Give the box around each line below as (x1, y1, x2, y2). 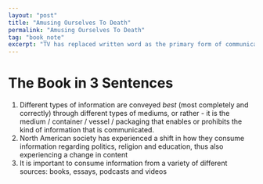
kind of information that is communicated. (19, 125, 155, 135)
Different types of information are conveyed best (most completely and (19, 100, 249, 110)
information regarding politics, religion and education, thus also (19, 142, 224, 151)
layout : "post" (8, 11, 58, 20)
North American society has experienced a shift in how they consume (19, 134, 245, 143)
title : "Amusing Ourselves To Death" (8, 19, 131, 27)
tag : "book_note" (8, 33, 65, 41)
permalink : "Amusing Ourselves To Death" (8, 26, 146, 34)
